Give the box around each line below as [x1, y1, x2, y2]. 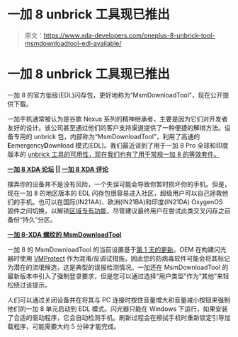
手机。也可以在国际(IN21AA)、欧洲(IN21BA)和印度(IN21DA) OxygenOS [19, 197, 223, 206]
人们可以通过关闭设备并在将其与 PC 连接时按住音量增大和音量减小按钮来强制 [7, 295, 231, 304]
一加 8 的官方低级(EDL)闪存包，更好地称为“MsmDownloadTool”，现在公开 [7, 90, 223, 99]
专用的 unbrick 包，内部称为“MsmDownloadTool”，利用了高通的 [13, 132, 200, 141]
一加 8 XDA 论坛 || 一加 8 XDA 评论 [7, 165, 108, 173]
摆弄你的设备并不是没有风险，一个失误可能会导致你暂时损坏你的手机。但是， [7, 179, 231, 188]
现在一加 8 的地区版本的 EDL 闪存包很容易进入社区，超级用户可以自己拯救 [7, 189, 222, 197]
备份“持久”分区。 [7, 215, 57, 223]
